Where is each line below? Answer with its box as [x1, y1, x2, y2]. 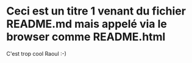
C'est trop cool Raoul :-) [6, 50, 67, 57]
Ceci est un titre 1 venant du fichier [6, 4, 186, 18]
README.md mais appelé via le [6, 17, 168, 31]
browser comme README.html [6, 30, 166, 44]
